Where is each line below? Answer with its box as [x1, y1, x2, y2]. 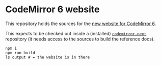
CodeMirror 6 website [5, 4, 100, 15]
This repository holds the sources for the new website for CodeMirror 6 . [5, 20, 156, 27]
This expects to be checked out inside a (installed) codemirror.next [5, 30, 147, 36]
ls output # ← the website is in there [5, 55, 90, 60]
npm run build [5, 50, 36, 55]
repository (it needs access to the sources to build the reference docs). [5, 36, 155, 42]
